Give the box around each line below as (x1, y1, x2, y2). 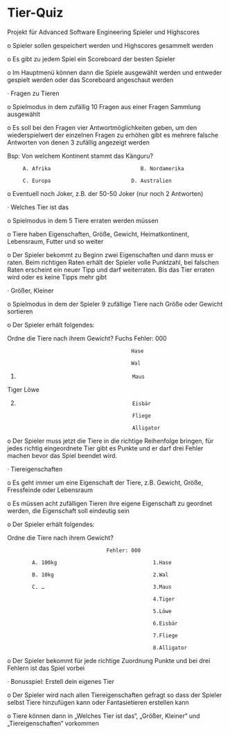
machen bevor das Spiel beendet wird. (7, 451, 118, 459)
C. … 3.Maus (32, 583, 172, 590)
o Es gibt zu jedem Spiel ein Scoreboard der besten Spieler (7, 54, 175, 63)
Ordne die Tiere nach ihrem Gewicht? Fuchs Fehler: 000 (7, 334, 168, 342)
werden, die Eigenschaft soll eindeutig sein (7, 506, 130, 515)
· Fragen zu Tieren (7, 89, 60, 97)
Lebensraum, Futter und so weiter (7, 237, 104, 245)
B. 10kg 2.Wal (32, 571, 169, 578)
